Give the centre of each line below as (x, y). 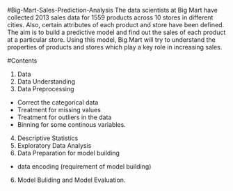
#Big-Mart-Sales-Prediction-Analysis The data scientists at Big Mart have (112, 10)
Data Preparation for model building (69, 153)
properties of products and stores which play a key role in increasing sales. (115, 47)
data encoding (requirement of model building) (84, 166)
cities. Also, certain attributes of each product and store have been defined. (116, 25)
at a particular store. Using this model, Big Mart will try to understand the (111, 40)
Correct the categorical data (58, 102)
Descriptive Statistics (48, 138)
